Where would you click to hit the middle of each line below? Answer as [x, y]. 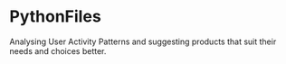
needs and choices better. [58, 50]
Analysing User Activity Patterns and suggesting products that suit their [143, 41]
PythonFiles [55, 17]
